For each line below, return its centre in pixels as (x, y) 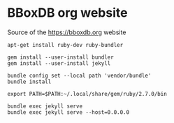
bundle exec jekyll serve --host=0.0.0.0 (68, 112)
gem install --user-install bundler (60, 57)
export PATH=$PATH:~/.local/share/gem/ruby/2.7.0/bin (87, 94)
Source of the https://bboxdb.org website (67, 32)
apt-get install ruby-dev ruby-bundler (65, 45)
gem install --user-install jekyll (59, 63)
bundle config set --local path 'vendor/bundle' (79, 75)
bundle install (29, 82)
